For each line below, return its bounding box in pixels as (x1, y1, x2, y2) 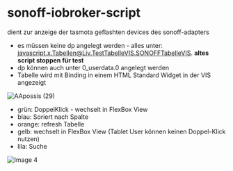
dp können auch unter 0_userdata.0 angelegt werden (17, 63, 170, 72)
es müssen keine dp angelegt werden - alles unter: (17, 41, 163, 49)
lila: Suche (17, 142, 47, 150)
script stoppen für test (17, 56, 84, 64)
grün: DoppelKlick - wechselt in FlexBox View (17, 105, 148, 113)
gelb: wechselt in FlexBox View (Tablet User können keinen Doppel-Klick (17, 127, 226, 136)
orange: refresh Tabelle (17, 120, 85, 128)
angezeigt (17, 78, 47, 86)
